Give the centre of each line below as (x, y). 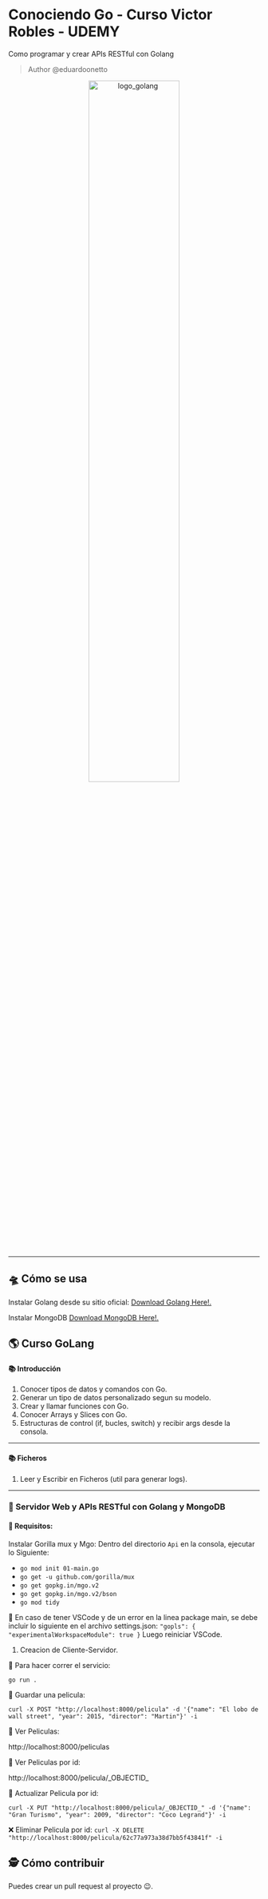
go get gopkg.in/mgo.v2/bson (68, 1594)
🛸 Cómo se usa (48, 1279)
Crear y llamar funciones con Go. (74, 1406)
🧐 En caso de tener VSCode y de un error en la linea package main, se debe (133, 1617)
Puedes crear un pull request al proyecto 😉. (81, 1886)
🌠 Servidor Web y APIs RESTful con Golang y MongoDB (117, 1507)
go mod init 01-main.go (59, 1568)
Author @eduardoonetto (67, 69)
